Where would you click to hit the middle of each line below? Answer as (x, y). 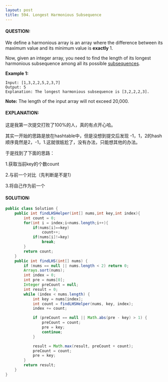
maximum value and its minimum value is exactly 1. (59, 48)
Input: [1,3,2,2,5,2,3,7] (33, 82)
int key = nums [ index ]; (58, 299)
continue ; (52, 332)
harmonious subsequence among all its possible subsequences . (73, 63)
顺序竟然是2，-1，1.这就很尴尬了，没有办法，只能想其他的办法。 (73, 142)
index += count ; (50, 309)
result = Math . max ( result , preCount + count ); (83, 346)
